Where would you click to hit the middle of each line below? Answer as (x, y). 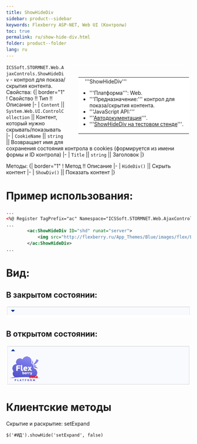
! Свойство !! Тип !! (29, 98)
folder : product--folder (36, 44)
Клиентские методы (59, 407)
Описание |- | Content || (35, 104)
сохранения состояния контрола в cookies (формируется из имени (90, 148)
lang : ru (17, 50)
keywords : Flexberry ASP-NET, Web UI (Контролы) (67, 25)
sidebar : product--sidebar (39, 19)
